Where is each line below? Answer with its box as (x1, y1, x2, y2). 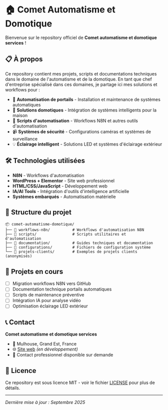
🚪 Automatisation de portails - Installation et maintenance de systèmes (12, 96, 161, 102)
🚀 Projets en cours (5, 267, 63, 275)
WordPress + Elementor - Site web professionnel (12, 177, 115, 183)
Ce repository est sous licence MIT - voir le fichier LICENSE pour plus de (5, 379, 155, 385)
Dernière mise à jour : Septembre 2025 (5, 399, 85, 405)
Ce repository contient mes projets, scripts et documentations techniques (5, 70, 157, 76)
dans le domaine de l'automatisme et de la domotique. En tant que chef (5, 76, 152, 82)
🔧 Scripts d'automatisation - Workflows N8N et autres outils (12, 117, 138, 123)
